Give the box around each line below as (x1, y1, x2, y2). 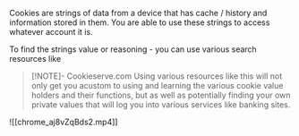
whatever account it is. (9, 27, 93, 37)
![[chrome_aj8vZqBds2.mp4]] (9, 116, 118, 127)
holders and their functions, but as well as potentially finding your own (30, 89, 291, 100)
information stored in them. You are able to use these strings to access (9, 17, 270, 28)
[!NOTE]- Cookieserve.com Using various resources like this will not (30, 71, 283, 81)
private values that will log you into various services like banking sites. (30, 99, 291, 110)
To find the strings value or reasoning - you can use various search (9, 44, 257, 55)
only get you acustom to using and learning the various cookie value (30, 81, 284, 90)
